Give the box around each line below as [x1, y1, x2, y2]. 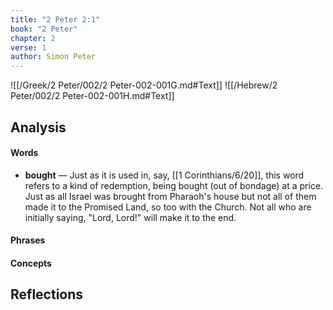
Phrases [10, 234, 46, 246]
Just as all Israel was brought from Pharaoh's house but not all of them [24, 190, 317, 202]
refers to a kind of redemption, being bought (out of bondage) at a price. [24, 179, 324, 191]
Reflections [10, 286, 84, 303]
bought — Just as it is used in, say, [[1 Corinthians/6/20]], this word [24, 169, 305, 181]
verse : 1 [10, 42, 47, 53]
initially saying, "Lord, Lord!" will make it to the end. [24, 211, 237, 223]
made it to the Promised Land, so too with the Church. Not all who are [24, 201, 312, 213]
